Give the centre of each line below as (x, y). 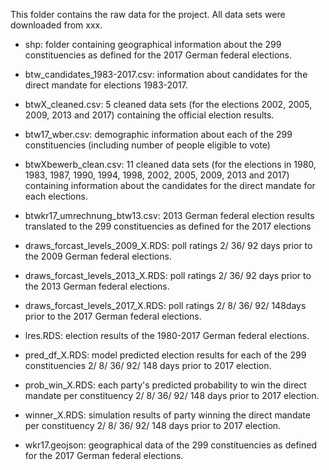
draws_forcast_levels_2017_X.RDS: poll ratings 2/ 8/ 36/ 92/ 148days (165, 305)
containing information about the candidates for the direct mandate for (170, 185)
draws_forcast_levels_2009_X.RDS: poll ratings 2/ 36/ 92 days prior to (168, 245)
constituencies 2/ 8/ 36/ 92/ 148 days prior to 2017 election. (148, 365)
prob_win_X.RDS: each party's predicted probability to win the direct (165, 385)
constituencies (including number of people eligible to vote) (147, 145)
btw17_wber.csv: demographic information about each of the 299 (158, 134)
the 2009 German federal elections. (98, 256)
